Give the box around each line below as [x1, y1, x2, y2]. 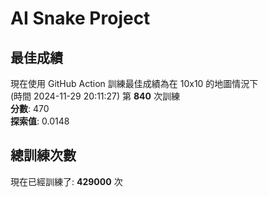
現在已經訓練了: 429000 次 [10, 175, 123, 187]
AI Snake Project [10, 7, 151, 30]
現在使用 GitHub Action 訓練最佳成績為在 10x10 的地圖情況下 [10, 78, 259, 89]
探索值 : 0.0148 [10, 115, 70, 127]
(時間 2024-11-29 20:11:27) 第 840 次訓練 [10, 90, 180, 102]
